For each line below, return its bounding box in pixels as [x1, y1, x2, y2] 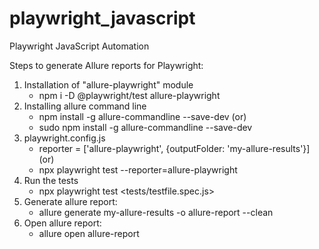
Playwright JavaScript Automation [9, 40, 150, 52]
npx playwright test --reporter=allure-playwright [38, 163, 238, 176]
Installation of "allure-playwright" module [23, 78, 194, 91]
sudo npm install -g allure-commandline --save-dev [38, 121, 253, 133]
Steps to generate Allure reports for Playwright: [9, 59, 204, 71]
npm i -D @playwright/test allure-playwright [38, 89, 221, 101]
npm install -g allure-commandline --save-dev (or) [38, 110, 247, 122]
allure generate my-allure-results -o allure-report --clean [38, 206, 274, 218]
